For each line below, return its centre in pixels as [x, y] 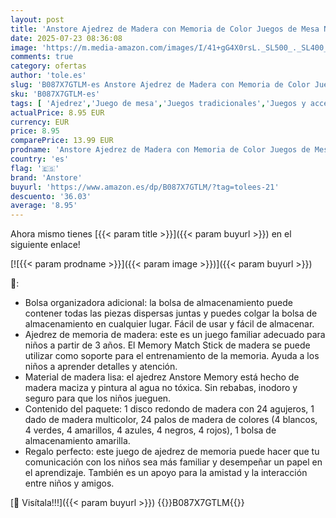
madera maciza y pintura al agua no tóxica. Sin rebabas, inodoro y [161, 388]
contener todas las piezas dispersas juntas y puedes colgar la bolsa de [171, 313]
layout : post [37, 19]
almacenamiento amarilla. [77, 441]
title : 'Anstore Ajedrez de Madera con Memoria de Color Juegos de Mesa [165, 29]
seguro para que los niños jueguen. [98, 398]
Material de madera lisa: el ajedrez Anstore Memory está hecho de [162, 377]
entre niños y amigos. [69, 483]
